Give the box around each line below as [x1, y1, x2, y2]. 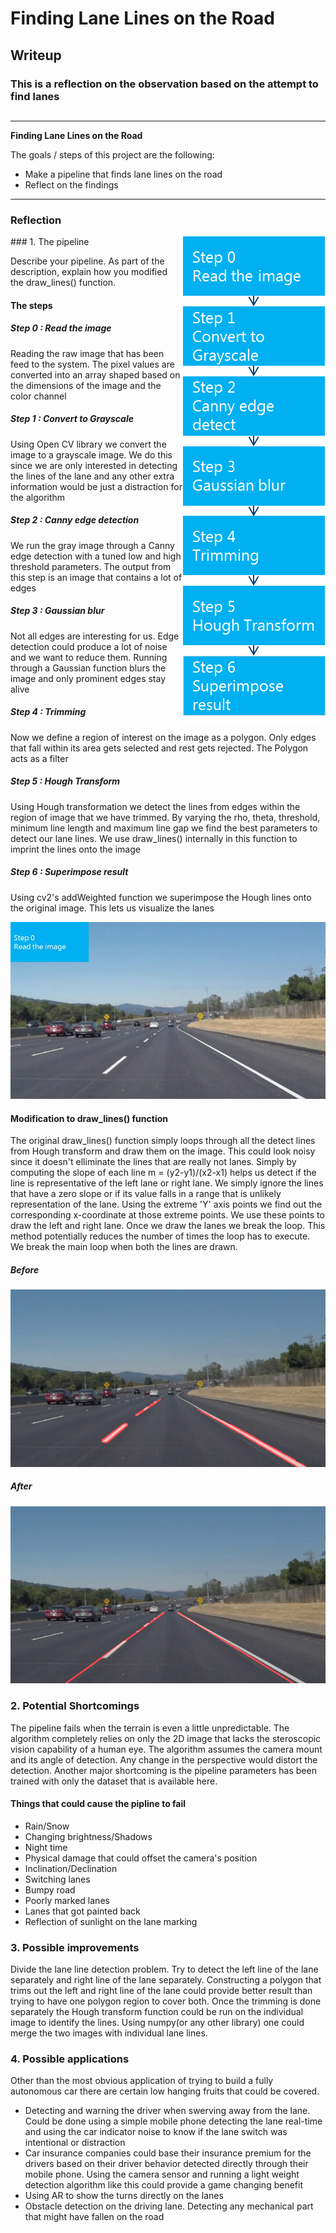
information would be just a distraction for [10, 480, 183, 492]
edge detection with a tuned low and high [10, 550, 182, 562]
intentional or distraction [24, 2137, 126, 2149]
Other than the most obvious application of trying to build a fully [10, 2075, 274, 2087]
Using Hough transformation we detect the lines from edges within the [10, 800, 301, 812]
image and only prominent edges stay [10, 672, 167, 684]
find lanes [10, 89, 60, 103]
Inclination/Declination [24, 1862, 118, 1874]
